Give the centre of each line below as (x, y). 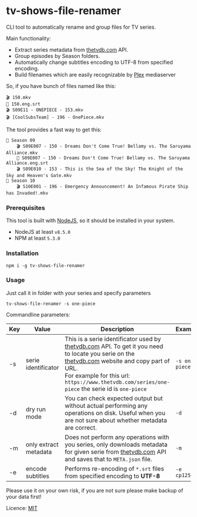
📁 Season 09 (21, 140)
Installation (23, 253)
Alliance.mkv (22, 153)
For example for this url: (97, 375)
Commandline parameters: (38, 314)
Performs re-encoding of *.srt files (114, 468)
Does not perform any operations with (117, 437)
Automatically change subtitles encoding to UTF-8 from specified (94, 62)
